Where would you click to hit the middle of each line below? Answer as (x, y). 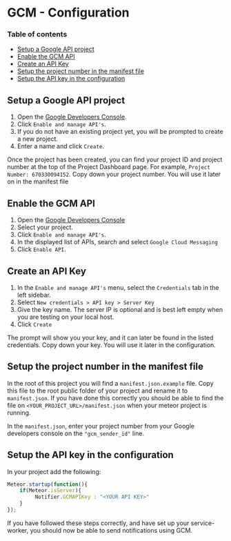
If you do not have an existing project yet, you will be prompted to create (120, 132)
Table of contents (37, 35)
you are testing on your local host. (66, 317)
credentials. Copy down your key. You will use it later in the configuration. (111, 345)
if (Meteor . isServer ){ (50, 491)
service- (203, 523)
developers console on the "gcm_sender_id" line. (76, 433)
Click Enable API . (42, 249)
